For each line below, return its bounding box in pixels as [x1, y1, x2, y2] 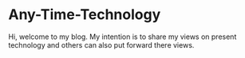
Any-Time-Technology [8, 6, 161, 24]
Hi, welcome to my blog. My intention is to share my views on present [8, 32, 237, 41]
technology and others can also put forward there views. [8, 40, 195, 49]
